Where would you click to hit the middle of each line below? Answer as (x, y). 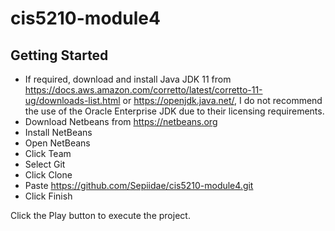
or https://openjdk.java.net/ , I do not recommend (222, 100)
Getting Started (59, 55)
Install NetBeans (58, 132)
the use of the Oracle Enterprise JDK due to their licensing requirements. (174, 111)
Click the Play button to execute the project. (100, 215)
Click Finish (48, 196)
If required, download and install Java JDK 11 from (128, 79)
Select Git (45, 164)
